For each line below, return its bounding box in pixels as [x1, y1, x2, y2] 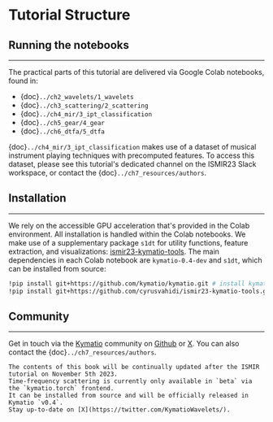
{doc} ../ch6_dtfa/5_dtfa [19, 126, 106, 136]
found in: [8, 76, 38, 85]
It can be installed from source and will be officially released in [8, 392, 249, 400]
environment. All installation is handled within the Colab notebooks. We [8, 229, 246, 239]
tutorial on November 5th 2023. [8, 370, 118, 379]
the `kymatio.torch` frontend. [8, 385, 115, 393]
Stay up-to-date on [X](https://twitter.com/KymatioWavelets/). [8, 406, 231, 414]
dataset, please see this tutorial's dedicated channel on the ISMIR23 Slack [8, 159, 257, 168]
